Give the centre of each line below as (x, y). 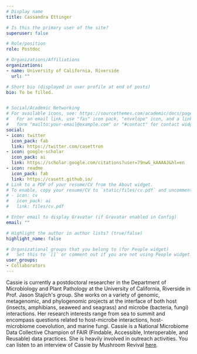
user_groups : (22, 260)
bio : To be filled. (30, 92)
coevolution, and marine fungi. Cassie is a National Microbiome (112, 326)
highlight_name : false (34, 239)
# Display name (25, 11)
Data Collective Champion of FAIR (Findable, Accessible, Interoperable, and (97, 332)
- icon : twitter (26, 135)
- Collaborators (26, 266)
